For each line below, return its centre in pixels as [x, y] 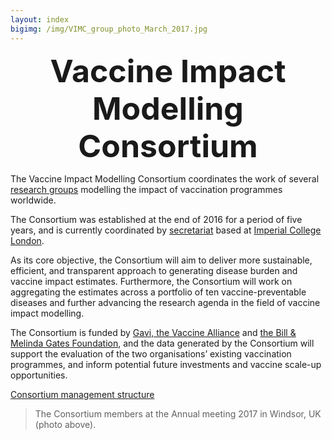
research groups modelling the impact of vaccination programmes [146, 189]
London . [27, 240]
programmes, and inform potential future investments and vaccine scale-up [166, 364]
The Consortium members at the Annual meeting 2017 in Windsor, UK [178, 413]
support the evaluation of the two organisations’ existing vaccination [151, 353]
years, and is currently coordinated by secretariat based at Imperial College [166, 230]
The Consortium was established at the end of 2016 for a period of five [156, 219]
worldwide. [33, 200]
